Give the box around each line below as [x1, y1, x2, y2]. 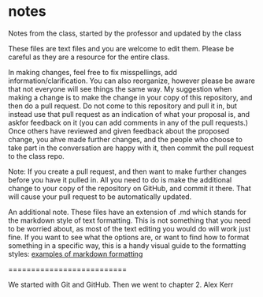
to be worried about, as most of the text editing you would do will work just [8, 224, 251, 233]
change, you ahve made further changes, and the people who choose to [8, 134, 243, 144]
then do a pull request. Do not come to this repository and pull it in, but [8, 101, 238, 111]
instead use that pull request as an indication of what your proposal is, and [8, 109, 250, 118]
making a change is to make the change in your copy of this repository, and [8, 92, 253, 102]
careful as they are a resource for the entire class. [8, 52, 170, 62]
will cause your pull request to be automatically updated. [8, 192, 192, 201]
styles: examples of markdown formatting [8, 249, 143, 258]
